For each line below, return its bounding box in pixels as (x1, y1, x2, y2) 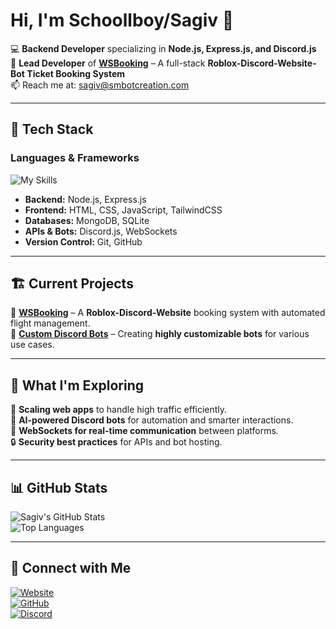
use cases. (10, 339, 55, 351)
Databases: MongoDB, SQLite (24, 214, 150, 226)
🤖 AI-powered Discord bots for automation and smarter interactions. (10, 414, 294, 426)
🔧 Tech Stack (10, 121, 94, 138)
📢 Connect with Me (10, 560, 132, 577)
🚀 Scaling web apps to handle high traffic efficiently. (10, 404, 228, 416)
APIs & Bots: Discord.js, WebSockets (24, 225, 178, 237)
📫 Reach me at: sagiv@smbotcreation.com (10, 79, 190, 91)
